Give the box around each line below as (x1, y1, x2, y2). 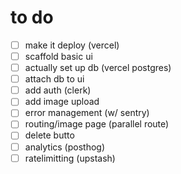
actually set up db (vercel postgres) (24, 62, 172, 74)
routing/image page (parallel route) (24, 118, 170, 130)
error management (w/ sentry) (24, 107, 150, 119)
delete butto (24, 129, 75, 141)
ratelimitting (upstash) (24, 152, 116, 164)
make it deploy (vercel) (24, 39, 120, 51)
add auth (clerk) (24, 84, 92, 96)
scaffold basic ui (24, 51, 93, 62)
